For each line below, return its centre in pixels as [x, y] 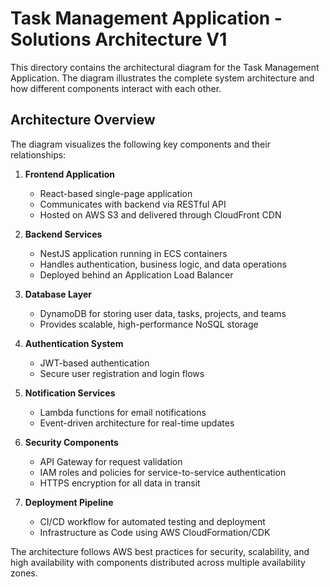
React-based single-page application [116, 193]
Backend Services [63, 234]
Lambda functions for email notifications [123, 412]
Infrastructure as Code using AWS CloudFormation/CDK [155, 532]
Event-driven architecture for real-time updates [137, 423]
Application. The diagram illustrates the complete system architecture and [162, 78]
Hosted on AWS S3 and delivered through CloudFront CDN [160, 214]
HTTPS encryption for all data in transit [120, 483]
